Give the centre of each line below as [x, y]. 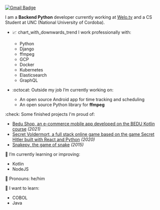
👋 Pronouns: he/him [25, 178]
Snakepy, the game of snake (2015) [48, 145]
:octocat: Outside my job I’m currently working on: [63, 90]
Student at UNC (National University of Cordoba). [55, 22]
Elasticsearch [33, 75]
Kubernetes [31, 70]
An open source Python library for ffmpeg [62, 105]
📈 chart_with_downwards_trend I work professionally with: [72, 32]
